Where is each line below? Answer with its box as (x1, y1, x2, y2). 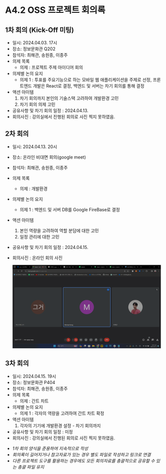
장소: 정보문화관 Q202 (12, 46, 56, 52)
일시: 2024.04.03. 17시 (12, 40, 58, 45)
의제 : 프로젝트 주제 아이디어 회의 (19, 65, 83, 70)
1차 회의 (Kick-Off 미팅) (5, 26, 74, 34)
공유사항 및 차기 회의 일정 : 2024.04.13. (12, 108, 89, 114)
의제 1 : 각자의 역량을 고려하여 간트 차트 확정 (19, 410, 105, 416)
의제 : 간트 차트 (19, 398, 49, 404)
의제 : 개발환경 (19, 186, 48, 192)
